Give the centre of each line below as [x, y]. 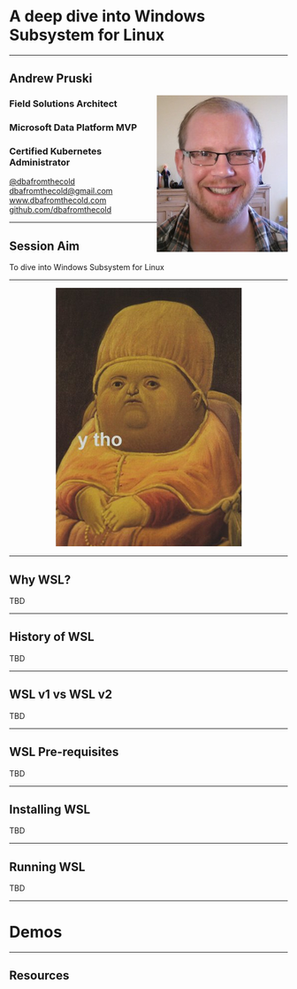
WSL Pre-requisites [64, 752]
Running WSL [47, 866]
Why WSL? [40, 579]
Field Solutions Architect [63, 104]
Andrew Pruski [51, 78]
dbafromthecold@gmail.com [61, 191]
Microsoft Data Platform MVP [73, 127]
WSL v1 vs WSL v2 [61, 695]
